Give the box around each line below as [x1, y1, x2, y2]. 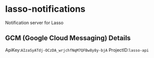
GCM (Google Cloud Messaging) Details [5, 34, 131, 42]
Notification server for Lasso [5, 20, 64, 26]
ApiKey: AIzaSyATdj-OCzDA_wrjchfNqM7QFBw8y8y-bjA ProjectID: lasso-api [5, 47, 149, 53]
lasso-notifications [5, 3, 86, 15]
